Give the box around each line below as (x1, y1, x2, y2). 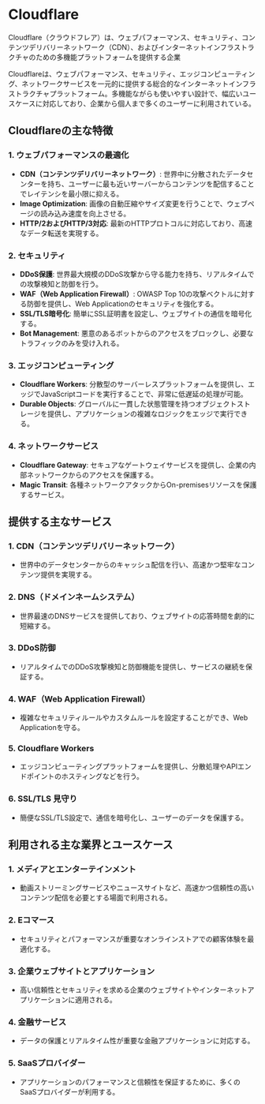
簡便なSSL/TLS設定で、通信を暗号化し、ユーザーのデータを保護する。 (19, 813, 248, 822)
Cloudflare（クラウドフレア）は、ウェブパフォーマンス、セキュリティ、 (8, 32, 242, 42)
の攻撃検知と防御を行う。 (19, 279, 103, 289)
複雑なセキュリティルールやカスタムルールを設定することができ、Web (19, 713, 248, 723)
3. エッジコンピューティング (8, 360, 114, 371)
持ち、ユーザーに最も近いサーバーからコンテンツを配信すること (47, 179, 255, 189)
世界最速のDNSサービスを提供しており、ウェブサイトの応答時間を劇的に (19, 611, 256, 620)
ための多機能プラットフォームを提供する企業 (35, 52, 181, 62)
